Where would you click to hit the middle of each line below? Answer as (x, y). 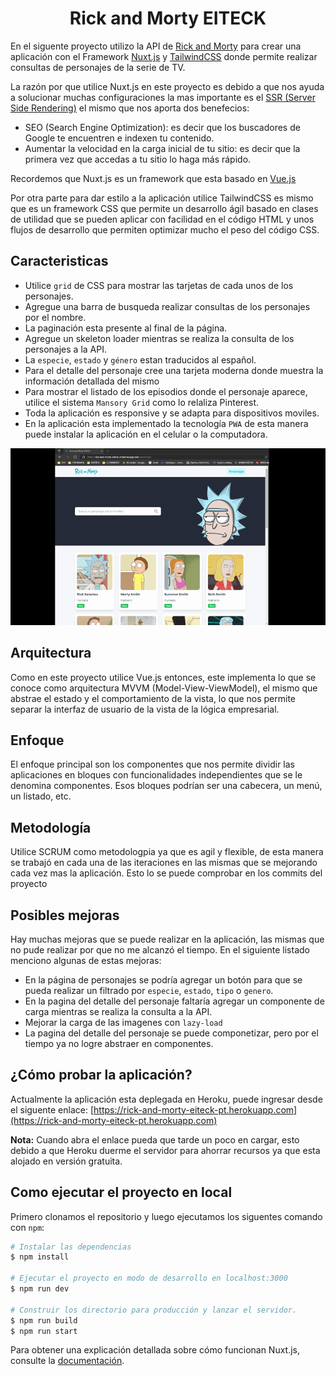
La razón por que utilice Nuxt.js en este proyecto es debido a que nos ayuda (167, 86)
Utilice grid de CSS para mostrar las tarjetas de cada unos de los (159, 285)
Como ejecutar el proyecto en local (121, 1192)
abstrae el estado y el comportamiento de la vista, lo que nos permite (153, 698)
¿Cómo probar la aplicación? (101, 1075)
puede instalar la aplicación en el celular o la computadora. (146, 434)
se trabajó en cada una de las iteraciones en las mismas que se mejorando (164, 863)
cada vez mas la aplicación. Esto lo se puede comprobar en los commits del (166, 873)
